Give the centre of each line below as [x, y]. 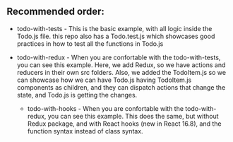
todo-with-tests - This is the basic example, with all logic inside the [114, 28]
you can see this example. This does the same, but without [133, 116]
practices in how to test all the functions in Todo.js [90, 43]
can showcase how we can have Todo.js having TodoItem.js [104, 80]
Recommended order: [56, 12]
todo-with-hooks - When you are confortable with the [106, 108]
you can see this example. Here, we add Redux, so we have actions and [121, 65]
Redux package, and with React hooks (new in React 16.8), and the [124, 124]
